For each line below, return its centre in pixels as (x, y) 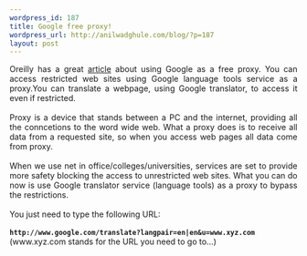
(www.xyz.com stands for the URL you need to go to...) (113, 241)
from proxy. (31, 147)
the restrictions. (39, 195)
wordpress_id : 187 (44, 18)
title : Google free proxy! (61, 26)
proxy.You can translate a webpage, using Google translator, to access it (153, 88)
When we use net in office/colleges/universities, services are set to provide (153, 166)
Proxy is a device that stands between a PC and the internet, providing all (153, 118)
